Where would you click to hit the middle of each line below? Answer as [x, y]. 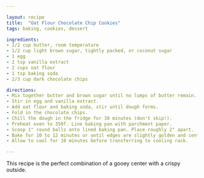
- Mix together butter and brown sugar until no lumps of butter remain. [102, 96]
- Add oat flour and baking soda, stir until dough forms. [83, 107]
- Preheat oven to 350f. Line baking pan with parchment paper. [89, 124]
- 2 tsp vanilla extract [38, 62]
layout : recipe [25, 17]
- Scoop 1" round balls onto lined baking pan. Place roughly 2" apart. [100, 129]
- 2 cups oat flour [31, 67]
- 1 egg [16, 56]
